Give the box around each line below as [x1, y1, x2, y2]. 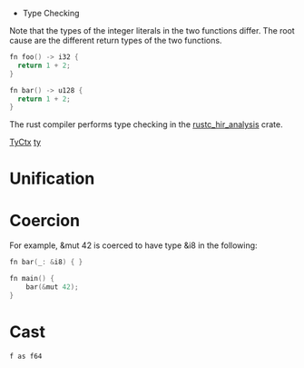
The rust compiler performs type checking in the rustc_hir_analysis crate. [9, 119, 283, 130]
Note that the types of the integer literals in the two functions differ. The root [9, 25, 295, 35]
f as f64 [9, 352, 43, 361]
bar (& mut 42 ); [25, 283, 79, 292]
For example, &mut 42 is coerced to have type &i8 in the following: [9, 240, 258, 251]
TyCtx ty [9, 136, 42, 148]
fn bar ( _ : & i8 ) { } [9, 258, 83, 267]
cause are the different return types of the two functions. [9, 35, 222, 45]
